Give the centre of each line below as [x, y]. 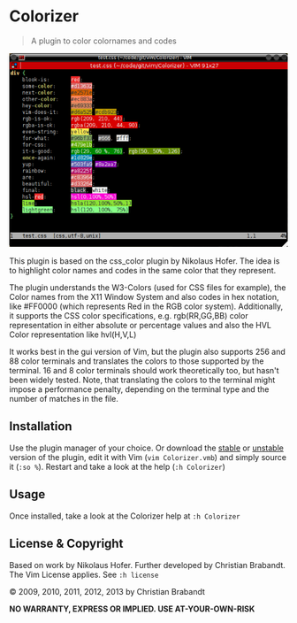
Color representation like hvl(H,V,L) [73, 335]
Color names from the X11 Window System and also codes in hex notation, [144, 297]
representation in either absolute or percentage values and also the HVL [141, 326]
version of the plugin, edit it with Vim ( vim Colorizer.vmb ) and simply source [148, 457]
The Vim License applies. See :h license [84, 574]
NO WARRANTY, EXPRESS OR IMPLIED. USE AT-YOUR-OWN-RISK [132, 609]
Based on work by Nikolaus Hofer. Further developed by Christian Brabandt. [147, 565]
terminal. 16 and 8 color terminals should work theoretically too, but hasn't [145, 371]
